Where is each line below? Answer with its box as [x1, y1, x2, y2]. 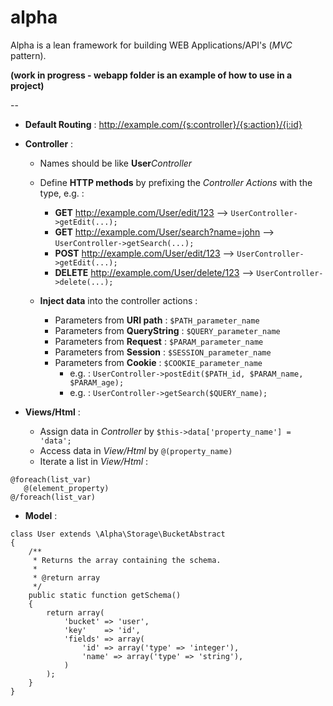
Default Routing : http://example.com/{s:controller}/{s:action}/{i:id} [24, 118, 303, 130]
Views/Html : [24, 406, 81, 418]
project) [10, 79, 45, 91]
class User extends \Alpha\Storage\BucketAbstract [10, 529, 226, 539]
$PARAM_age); [69, 377, 125, 388]
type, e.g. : [39, 187, 85, 199]
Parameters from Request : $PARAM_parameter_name [54, 335, 264, 347]
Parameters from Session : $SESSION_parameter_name [54, 346, 272, 358]
